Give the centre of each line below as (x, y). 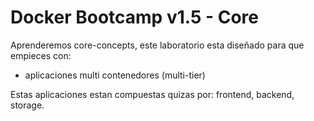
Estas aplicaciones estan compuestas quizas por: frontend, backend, (152, 94)
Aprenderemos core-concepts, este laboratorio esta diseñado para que (157, 45)
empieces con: (41, 55)
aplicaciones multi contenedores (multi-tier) (115, 75)
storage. (27, 105)
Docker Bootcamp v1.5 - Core (134, 17)
